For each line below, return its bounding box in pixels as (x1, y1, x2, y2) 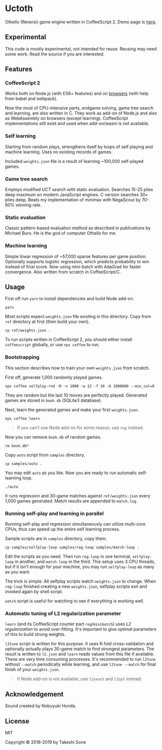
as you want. (5, 569, 30, 575)
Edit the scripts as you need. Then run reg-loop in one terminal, (5, 554, 132, 559)
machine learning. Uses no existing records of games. (5, 149, 113, 155)
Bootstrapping (5, 354, 40, 361)
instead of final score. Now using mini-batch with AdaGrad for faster (5, 264, 141, 270)
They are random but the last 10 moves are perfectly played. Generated (5, 392, 147, 398)
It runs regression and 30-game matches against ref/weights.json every (5, 493, 151, 498)
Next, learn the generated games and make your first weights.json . (5, 407, 139, 413)
